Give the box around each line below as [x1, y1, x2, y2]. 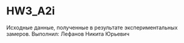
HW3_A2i [6, 4, 55, 18]
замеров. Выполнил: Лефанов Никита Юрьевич [6, 30, 129, 37]
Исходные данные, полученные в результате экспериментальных [6, 24, 178, 31]
